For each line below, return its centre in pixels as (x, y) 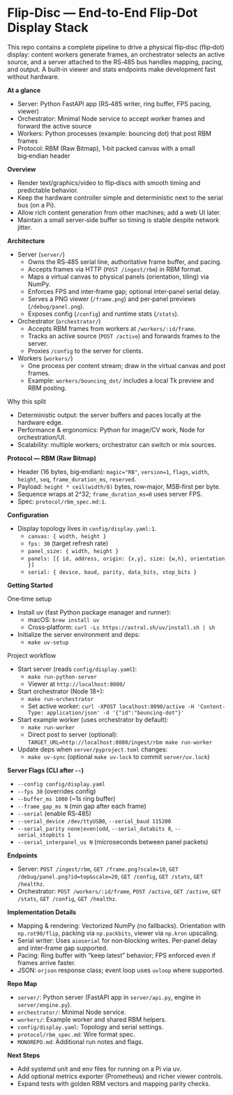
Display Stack (48, 28)
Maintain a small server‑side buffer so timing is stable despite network (118, 220)
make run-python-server (62, 677)
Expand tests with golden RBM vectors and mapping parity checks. (114, 1083)
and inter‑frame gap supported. (62, 948)
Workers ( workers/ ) (45, 358)
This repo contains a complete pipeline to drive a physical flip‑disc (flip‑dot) (116, 47)
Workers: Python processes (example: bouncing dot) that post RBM (114, 133)
